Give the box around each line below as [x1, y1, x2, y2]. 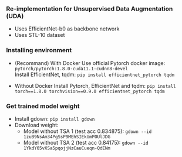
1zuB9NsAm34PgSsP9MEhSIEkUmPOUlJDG [23, 134, 110, 139]
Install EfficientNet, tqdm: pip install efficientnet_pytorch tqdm [14, 71, 175, 78]
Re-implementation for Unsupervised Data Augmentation [6, 5, 173, 13]
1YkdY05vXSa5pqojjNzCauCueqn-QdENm [23, 145, 110, 151]
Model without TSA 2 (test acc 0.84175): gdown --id [23, 139, 149, 146]
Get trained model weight [6, 102, 80, 110]
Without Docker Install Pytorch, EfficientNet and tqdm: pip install [14, 82, 176, 89]
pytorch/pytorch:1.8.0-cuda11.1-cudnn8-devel [14, 66, 128, 71]
